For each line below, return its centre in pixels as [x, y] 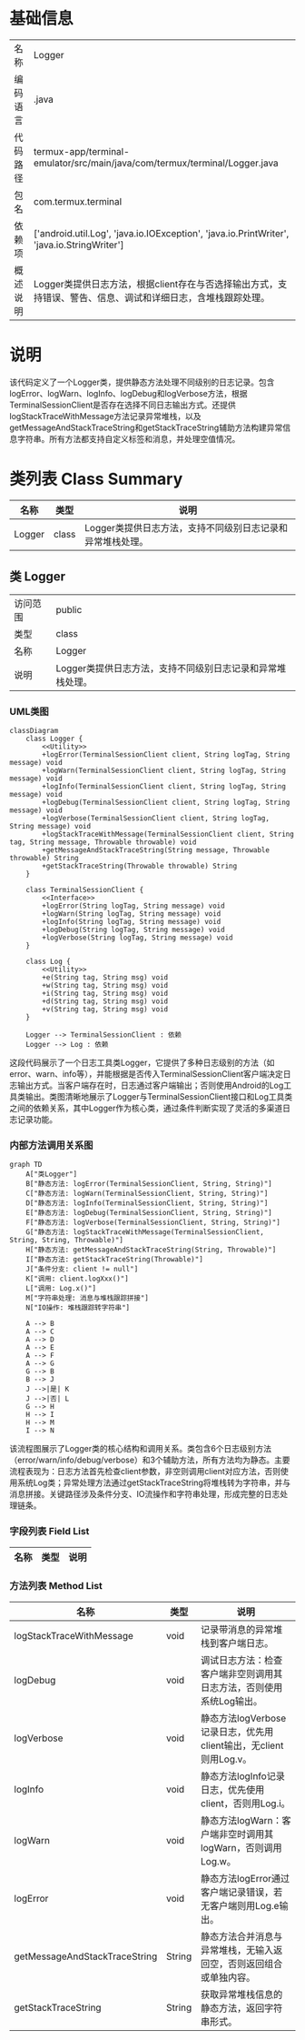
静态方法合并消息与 [242, 1936]
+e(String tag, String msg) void [105, 977]
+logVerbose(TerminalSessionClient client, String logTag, [156, 818]
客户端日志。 [246, 1643]
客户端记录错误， [237, 1892]
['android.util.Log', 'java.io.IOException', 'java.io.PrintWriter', [161, 233]
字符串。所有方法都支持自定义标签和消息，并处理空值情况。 [128, 438]
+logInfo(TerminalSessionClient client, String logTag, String [164, 786]
